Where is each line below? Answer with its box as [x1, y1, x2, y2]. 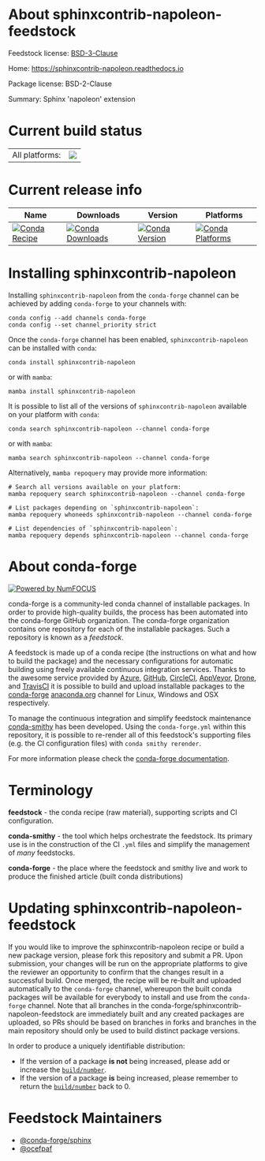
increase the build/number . [19, 1065, 107, 1074]
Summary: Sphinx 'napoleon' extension [8, 94, 136, 103]
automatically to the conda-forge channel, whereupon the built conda [8, 984, 233, 993]
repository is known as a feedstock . [8, 633, 125, 642]
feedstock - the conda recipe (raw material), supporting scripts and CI [8, 807, 238, 817]
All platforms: [12, 149, 62, 160]
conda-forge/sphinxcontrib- [151, 1000, 242, 1010]
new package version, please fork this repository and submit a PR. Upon [8, 950, 243, 960]
